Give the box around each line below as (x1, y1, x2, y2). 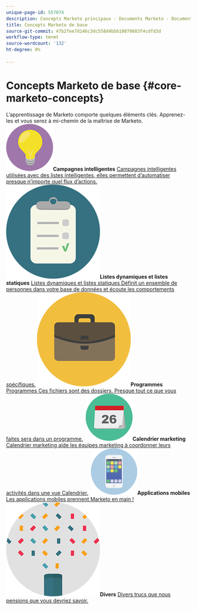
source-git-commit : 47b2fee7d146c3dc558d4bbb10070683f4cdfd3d (6, 28, 161, 34)
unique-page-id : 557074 (6, 9, 64, 15)
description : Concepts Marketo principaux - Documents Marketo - (6, 15, 169, 22)
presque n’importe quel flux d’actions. (6, 178, 98, 185)
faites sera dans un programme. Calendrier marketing (6, 435, 186, 442)
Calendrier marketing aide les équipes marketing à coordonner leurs (6, 441, 171, 448)
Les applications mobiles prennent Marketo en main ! (6, 495, 134, 502)
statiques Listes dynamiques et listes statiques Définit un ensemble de (6, 279, 178, 286)
